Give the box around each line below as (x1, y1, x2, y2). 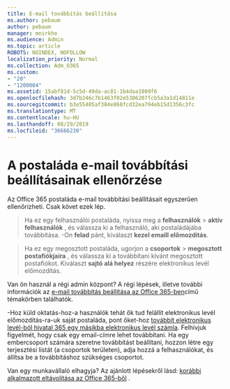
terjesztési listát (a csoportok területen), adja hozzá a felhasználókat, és (7, 346, 214, 354)
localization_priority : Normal (7, 56, 98, 63)
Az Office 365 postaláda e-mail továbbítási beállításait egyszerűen (7, 195, 199, 203)
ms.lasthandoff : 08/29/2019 (7, 120, 89, 128)
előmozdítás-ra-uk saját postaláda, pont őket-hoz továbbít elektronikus (7, 316, 211, 325)
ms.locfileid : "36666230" (7, 127, 82, 134)
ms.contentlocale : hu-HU (7, 114, 79, 121)
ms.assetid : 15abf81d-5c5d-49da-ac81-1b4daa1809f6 (7, 88, 158, 95)
